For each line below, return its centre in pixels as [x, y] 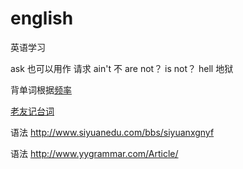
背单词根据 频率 [41, 89]
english [42, 18]
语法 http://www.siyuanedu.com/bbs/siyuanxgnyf [112, 132]
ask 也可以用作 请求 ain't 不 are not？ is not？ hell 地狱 [122, 68]
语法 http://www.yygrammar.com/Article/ [94, 153]
